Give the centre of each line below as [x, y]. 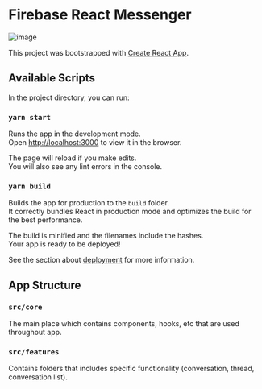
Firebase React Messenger [100, 15]
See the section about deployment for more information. [102, 260]
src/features [34, 352]
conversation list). [38, 377]
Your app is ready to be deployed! [64, 244]
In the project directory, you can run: [69, 97]
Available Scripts [52, 78]
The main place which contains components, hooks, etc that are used [124, 324]
